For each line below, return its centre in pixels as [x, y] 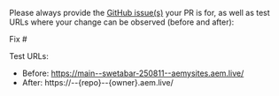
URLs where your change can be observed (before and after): [122, 22]
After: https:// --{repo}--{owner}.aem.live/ [98, 82]
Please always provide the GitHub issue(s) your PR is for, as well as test [139, 13]
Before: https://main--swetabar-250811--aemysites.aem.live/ [133, 73]
